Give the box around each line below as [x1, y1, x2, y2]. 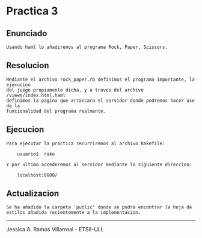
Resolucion [6, 60, 49, 70]
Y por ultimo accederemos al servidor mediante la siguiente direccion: [6, 161, 192, 168]
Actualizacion [6, 189, 60, 199]
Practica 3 [6, 4, 58, 18]
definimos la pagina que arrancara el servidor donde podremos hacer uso [6, 98, 195, 104]
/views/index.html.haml [6, 92, 66, 98]
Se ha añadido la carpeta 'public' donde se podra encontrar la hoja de [6, 204, 192, 210]
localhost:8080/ [17, 172, 58, 178]
